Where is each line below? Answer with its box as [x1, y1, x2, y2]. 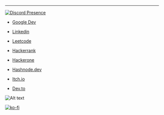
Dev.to [12, 86, 25, 91]
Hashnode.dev [12, 67, 42, 72]
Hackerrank [12, 47, 36, 53]
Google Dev [12, 19, 36, 25]
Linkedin [12, 29, 30, 34]
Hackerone [12, 57, 35, 63]
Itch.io [12, 76, 25, 82]
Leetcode [12, 38, 32, 44]
